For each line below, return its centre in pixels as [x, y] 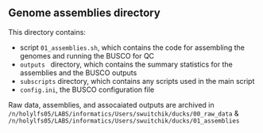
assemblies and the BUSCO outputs [78, 72]
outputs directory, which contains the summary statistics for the [126, 64]
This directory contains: [47, 32]
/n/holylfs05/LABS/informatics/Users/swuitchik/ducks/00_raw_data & [124, 113]
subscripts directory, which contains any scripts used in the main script [137, 81]
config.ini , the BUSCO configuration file [87, 89]
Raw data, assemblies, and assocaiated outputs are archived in [111, 104]
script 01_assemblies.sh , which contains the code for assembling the [132, 47]
